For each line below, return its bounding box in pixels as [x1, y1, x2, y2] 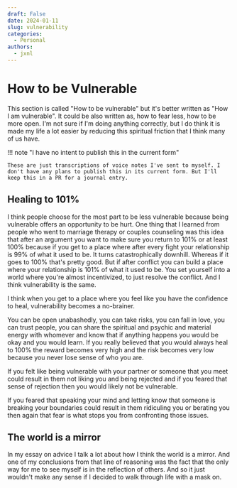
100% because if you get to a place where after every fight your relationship [7, 242, 230, 251]
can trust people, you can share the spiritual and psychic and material [7, 322, 211, 331]
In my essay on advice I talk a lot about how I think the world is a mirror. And [7, 450, 231, 459]
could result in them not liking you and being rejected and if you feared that [7, 374, 228, 383]
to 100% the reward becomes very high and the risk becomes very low [7, 345, 214, 354]
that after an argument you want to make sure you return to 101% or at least [7, 235, 228, 244]
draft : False [7, 10, 46, 18]
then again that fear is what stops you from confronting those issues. [7, 411, 209, 419]
